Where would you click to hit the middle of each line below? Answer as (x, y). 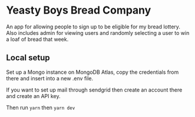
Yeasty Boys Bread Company (79, 10)
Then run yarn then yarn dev (41, 108)
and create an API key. (33, 96)
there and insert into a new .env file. (50, 78)
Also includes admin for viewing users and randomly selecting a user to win (98, 32)
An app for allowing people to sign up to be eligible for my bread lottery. (93, 27)
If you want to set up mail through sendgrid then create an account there (94, 90)
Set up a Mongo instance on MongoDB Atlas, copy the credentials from (92, 72)
